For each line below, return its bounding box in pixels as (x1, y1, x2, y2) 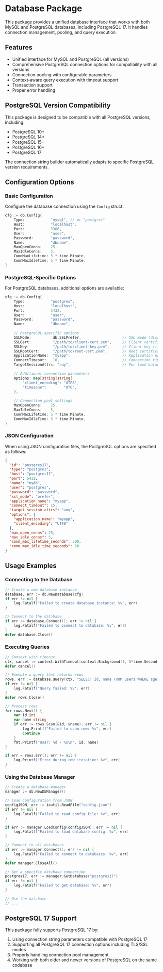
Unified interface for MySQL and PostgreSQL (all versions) (12, 56, 130, 62)
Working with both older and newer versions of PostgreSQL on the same (12, 957, 157, 963)
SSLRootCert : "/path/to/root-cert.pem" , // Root (14, 349, 138, 353)
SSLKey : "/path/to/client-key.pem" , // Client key (14, 344, 151, 349)
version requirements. (5, 164, 49, 170)
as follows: (5, 449, 27, 454)
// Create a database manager (5, 785, 66, 789)
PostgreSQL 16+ (12, 144, 45, 150)
